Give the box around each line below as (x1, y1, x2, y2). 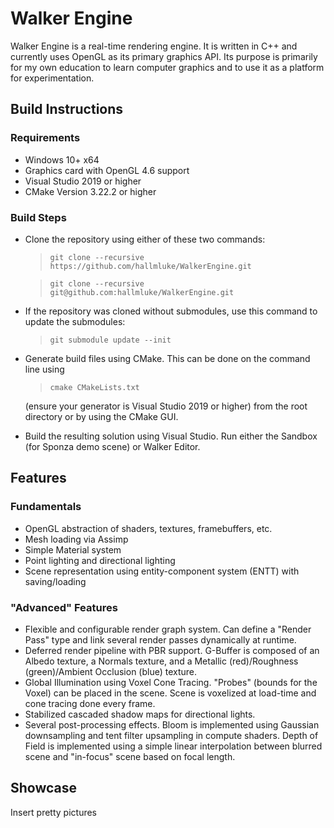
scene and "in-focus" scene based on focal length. (24, 750, 236, 762)
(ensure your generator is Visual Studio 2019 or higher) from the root (24, 400, 308, 412)
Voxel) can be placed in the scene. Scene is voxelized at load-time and (24, 687, 317, 699)
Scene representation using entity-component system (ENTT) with (24, 565, 300, 577)
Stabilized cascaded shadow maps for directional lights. (24, 708, 256, 720)
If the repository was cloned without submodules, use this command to (24, 305, 318, 317)
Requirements (10, 131, 81, 145)
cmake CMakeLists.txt (49, 382, 140, 392)
